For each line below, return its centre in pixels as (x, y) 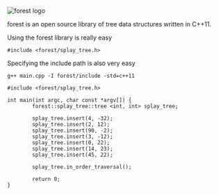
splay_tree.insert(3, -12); (73, 137)
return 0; (46, 179)
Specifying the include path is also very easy (71, 63)
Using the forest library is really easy (60, 37)
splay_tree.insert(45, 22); (73, 155)
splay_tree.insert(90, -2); (73, 130)
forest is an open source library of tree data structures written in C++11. (109, 24)
